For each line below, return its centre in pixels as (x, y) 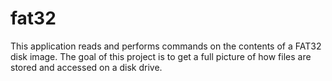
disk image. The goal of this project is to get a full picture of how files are (161, 56)
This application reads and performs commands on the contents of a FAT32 (166, 46)
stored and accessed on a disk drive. (86, 67)
